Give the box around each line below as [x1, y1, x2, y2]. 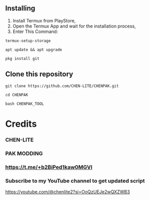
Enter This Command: [12, 28, 58, 35]
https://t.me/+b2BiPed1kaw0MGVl [5, 163, 93, 170]
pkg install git [5, 56, 40, 61]
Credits [5, 118, 37, 129]
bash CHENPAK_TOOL [5, 101, 44, 106]
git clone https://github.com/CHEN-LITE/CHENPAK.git [5, 83, 119, 89]
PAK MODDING [5, 150, 43, 157]
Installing [5, 4, 35, 13]
